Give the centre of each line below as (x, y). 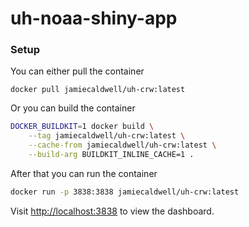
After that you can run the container (84, 173)
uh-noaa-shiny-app (94, 18)
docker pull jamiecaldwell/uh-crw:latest (98, 90)
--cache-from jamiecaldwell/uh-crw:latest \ (122, 145)
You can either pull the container (77, 71)
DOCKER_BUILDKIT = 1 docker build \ (82, 127)
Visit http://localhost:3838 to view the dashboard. (112, 211)
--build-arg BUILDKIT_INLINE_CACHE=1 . (111, 155)
